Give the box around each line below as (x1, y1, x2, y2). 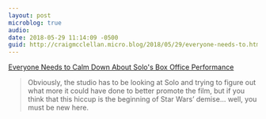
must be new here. (27, 103, 89, 113)
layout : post (8, 11, 51, 20)
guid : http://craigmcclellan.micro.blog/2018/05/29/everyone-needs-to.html (8, 41, 264, 49)
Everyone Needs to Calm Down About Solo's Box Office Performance (8, 62, 234, 72)
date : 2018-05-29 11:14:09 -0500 (8, 33, 119, 42)
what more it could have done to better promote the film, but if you (27, 86, 245, 95)
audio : (8, 26, 30, 34)
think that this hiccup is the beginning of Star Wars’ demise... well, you (27, 95, 257, 104)
